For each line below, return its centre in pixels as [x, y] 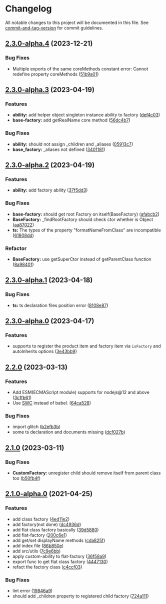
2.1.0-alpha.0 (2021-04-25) [49, 494]
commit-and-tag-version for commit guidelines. [54, 27]
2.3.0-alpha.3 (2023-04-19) [50, 90]
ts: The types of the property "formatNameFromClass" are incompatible [86, 230]
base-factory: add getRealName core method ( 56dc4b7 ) [71, 120]
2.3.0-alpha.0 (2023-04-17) [50, 321]
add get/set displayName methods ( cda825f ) [59, 540]
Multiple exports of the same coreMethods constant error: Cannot [80, 68]
